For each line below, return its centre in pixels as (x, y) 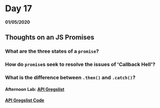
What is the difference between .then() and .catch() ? (70, 78)
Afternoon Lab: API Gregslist (35, 89)
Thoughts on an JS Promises (50, 37)
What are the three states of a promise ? (52, 51)
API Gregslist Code (25, 100)
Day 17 (19, 9)
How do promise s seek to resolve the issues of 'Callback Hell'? (80, 65)
